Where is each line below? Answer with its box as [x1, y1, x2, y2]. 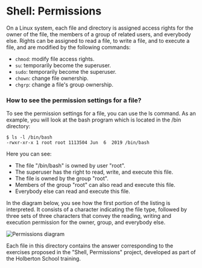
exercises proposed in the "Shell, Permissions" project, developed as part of [6, 249, 196, 256]
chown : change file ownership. [14, 74, 89, 82]
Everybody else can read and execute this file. [14, 188, 131, 195]
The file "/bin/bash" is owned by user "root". [14, 162, 125, 169]
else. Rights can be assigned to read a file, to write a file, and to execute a [6, 37, 190, 44]
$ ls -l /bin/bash [6, 134, 52, 140]
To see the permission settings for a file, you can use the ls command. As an [6, 110, 196, 117]
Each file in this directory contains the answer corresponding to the [6, 242, 174, 249]
